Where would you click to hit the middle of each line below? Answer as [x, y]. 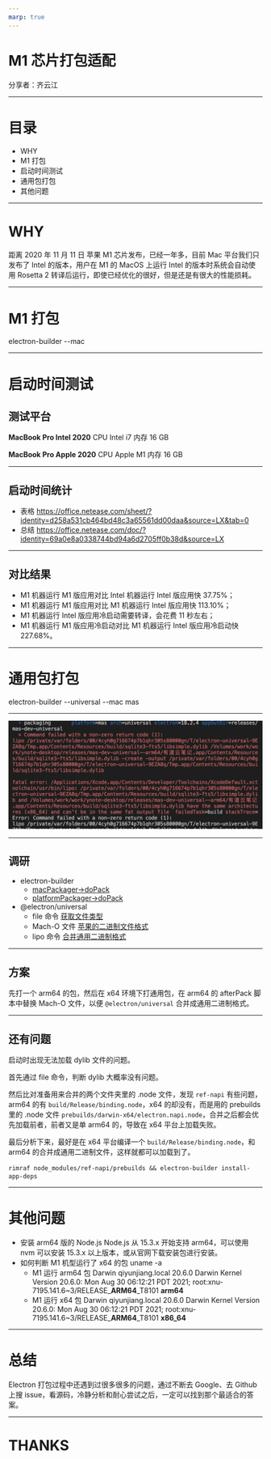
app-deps [23, 1176]
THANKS [39, 1446]
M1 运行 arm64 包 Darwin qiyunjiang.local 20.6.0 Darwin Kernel [137, 1272]
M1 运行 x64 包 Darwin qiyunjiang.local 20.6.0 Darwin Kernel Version [146, 1300]
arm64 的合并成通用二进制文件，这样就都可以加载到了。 [102, 1152]
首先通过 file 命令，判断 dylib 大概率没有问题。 [85, 1077]
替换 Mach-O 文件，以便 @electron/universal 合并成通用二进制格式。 [138, 1003]
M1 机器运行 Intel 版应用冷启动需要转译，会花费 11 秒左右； [117, 615]
